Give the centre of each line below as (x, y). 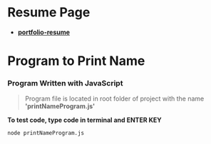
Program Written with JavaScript (65, 83)
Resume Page (49, 12)
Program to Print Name (76, 61)
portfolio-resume (43, 32)
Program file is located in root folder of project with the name (114, 99)
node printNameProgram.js (46, 133)
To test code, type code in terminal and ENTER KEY (84, 120)
